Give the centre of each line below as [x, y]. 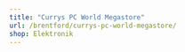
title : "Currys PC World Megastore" [77, 17]
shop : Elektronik [41, 33]
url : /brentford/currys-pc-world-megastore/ [93, 26]
